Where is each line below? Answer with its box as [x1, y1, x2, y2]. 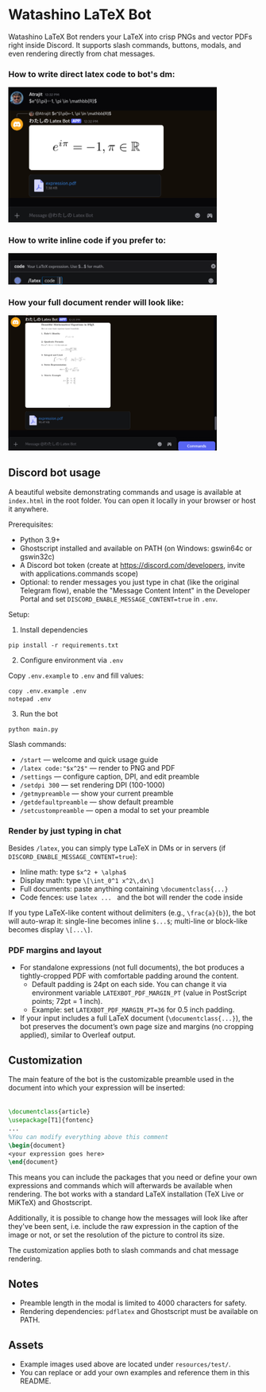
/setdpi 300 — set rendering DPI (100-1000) [19, 780, 165, 789]
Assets [8, 1338, 44, 1351]
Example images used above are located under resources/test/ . [19, 1359, 232, 1369]
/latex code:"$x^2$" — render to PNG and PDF [19, 763, 175, 772]
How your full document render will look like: [8, 297, 184, 308]
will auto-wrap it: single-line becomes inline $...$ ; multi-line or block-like [8, 916, 248, 926]
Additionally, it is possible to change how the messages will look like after [8, 1213, 249, 1223]
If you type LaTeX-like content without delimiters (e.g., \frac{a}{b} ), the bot [8, 908, 256, 918]
